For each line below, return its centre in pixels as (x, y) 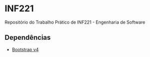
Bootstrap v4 (25, 49)
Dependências (28, 38)
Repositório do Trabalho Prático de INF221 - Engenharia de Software (75, 22)
